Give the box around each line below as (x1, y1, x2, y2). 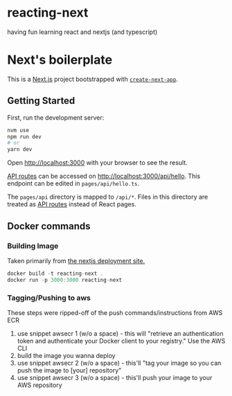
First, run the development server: (7, 113, 105, 122)
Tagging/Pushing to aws (7, 293, 91, 303)
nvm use (7, 127, 30, 134)
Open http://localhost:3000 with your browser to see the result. (7, 159, 188, 167)
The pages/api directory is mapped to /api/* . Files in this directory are (7, 192, 208, 201)
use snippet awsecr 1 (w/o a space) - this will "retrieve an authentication (17, 329, 224, 337)
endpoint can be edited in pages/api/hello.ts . (7, 179, 140, 188)
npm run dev (7, 133, 42, 140)
